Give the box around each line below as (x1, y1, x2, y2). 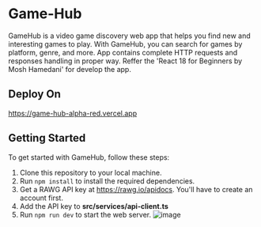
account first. (19, 193, 63, 202)
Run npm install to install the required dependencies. (19, 176, 195, 186)
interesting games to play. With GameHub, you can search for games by (8, 39, 243, 48)
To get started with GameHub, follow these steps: (8, 152, 170, 162)
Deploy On (8, 88, 61, 101)
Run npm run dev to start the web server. (19, 210, 152, 219)
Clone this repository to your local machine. (19, 168, 162, 177)
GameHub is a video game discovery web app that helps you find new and (8, 31, 251, 40)
